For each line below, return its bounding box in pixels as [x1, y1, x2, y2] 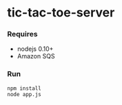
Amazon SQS [17, 52, 55, 60]
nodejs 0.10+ [17, 45, 54, 53]
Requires [7, 30, 38, 39]
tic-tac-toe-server [7, 5, 115, 21]
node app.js [7, 91, 41, 97]
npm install [7, 84, 41, 92]
